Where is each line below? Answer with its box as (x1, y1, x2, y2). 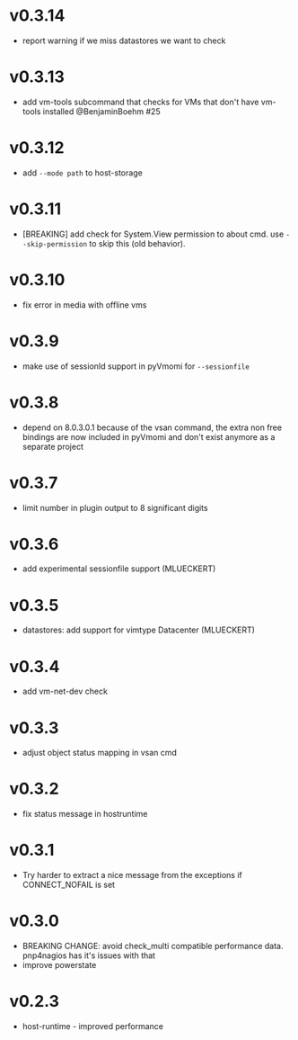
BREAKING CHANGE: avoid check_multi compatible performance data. (22, 941, 284, 952)
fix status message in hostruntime (22, 809, 148, 820)
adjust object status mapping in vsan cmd (22, 748, 178, 758)
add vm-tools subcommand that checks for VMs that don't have (22, 96, 259, 107)
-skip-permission (22, 239, 88, 248)
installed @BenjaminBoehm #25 (42, 105, 161, 117)
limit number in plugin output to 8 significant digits (22, 502, 208, 513)
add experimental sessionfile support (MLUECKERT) (22, 563, 216, 574)
